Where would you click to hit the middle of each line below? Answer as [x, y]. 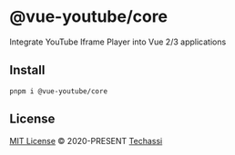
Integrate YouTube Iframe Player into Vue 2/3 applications [118, 42]
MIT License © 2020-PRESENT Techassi [86, 140]
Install [27, 70]
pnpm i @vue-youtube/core [58, 91]
